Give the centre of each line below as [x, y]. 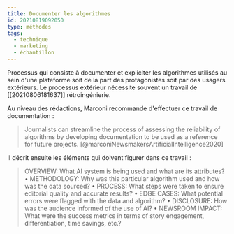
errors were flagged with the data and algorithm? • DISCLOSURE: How [126, 200]
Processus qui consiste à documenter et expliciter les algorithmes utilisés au [117, 72]
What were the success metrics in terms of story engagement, [114, 215]
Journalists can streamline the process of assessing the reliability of [122, 129]
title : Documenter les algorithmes [59, 14]
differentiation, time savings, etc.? [73, 223]
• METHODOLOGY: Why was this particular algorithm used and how [122, 178]
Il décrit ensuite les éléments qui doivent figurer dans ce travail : [100, 157]
